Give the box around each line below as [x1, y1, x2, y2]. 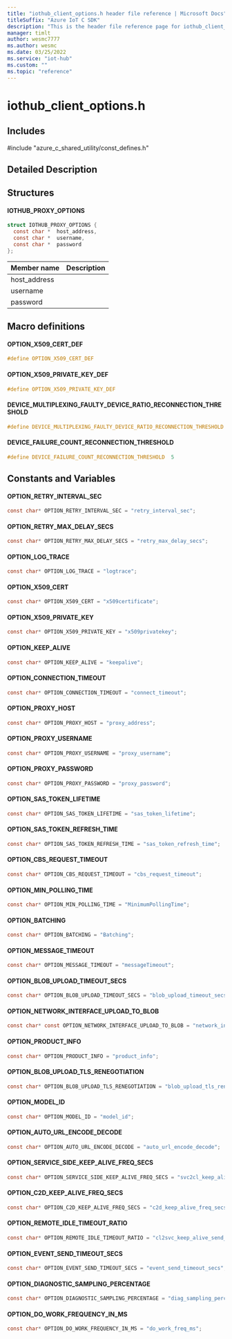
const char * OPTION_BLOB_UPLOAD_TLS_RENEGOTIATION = [7, 1083, 162, 1090]
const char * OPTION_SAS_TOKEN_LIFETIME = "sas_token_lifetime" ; [7, 810, 196, 817]
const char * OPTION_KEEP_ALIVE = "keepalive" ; [7, 658, 144, 666]
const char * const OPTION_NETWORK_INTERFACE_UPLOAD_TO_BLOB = [7, 1022, 190, 1029]
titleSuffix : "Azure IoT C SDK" [7, 17, 100, 24]
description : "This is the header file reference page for [7, 23, 181, 30]
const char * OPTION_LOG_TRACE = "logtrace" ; [7, 568, 137, 575]
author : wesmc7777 [7, 36, 60, 43]
